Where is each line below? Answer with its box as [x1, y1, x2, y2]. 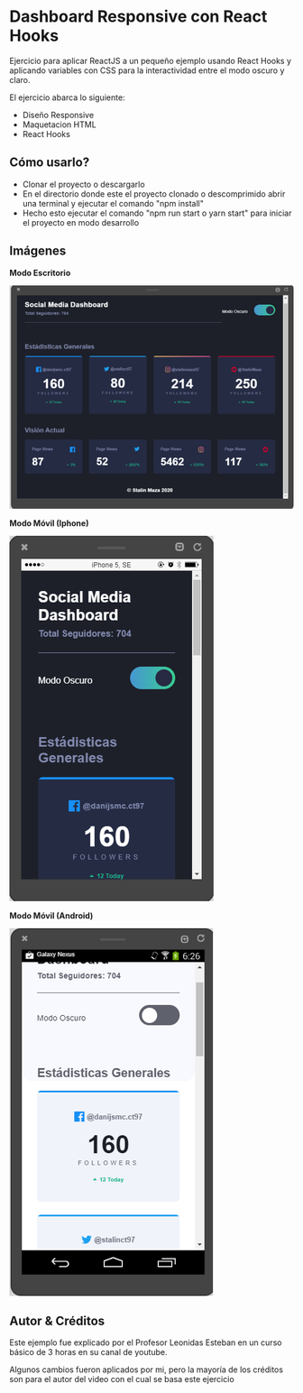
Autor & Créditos [9, 1313, 106, 1328]
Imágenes [9, 244, 67, 259]
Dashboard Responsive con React [9, 6, 268, 27]
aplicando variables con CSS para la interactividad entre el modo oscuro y [9, 65, 285, 76]
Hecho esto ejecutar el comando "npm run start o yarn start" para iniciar [22, 208, 292, 218]
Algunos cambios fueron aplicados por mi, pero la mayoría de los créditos [9, 1364, 284, 1375]
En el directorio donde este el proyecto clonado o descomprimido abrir [22, 188, 286, 199]
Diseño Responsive [22, 109, 95, 120]
